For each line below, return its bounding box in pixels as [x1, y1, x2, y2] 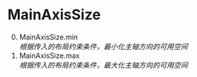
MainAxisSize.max [18, 51, 80, 60]
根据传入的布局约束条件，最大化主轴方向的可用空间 [18, 60, 188, 70]
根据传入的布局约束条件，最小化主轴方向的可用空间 [18, 42, 188, 51]
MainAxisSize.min [18, 32, 78, 42]
